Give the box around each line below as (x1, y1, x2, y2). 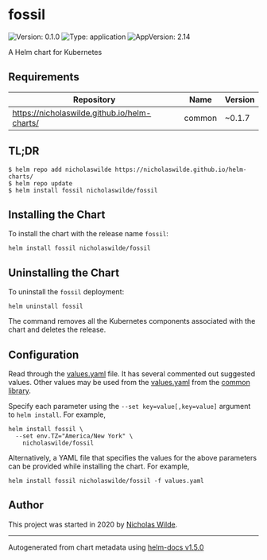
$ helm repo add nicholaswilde (8, 165, 112, 173)
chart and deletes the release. (8, 325, 106, 335)
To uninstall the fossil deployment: (8, 287, 125, 297)
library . (8, 386, 32, 395)
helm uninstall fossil (8, 302, 83, 311)
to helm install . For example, (8, 410, 106, 419)
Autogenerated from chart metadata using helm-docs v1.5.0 (8, 542, 204, 552)
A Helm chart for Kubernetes (8, 47, 103, 56)
